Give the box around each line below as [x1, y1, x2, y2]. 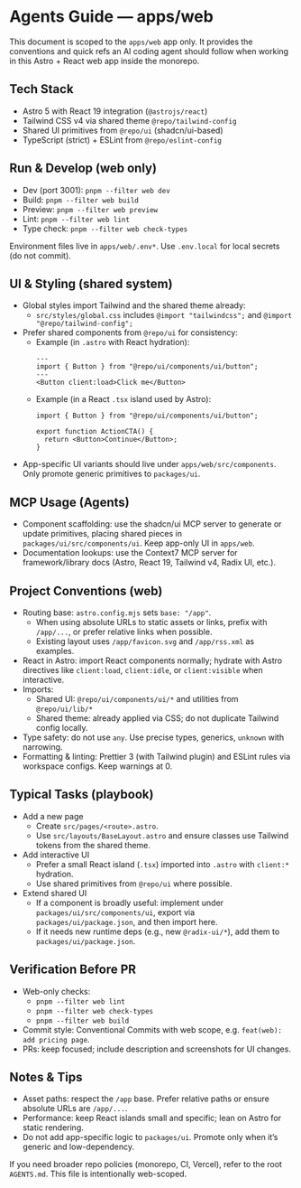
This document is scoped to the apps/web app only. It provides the [9, 36, 254, 47]
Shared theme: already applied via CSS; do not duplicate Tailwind [35, 713, 279, 724]
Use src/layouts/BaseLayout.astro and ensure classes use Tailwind [35, 829, 289, 841]
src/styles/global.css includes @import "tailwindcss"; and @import [35, 310, 293, 321]
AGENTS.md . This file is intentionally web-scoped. [9, 1168, 187, 1180]
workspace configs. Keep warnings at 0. [22, 761, 173, 772]
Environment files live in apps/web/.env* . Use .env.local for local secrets [9, 240, 280, 251]
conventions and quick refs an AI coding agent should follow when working [9, 45, 289, 56]
